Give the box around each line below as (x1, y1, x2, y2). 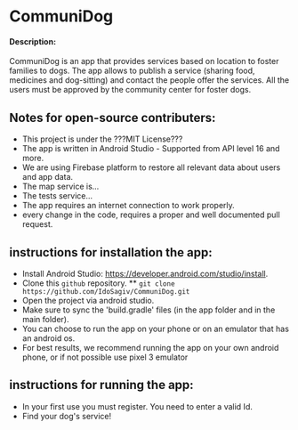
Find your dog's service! (21, 410, 112, 421)
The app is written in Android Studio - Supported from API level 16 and (21, 143, 280, 154)
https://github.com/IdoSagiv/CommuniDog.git (21, 288, 190, 296)
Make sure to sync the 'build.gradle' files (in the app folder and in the (21, 304, 276, 315)
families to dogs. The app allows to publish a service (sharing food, (9, 65, 255, 77)
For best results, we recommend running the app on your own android (21, 343, 279, 353)
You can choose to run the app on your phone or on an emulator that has (21, 323, 289, 335)
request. (21, 219, 53, 230)
